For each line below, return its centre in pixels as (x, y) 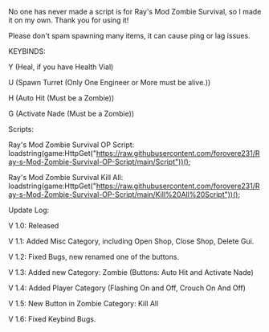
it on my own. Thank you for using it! (69, 20)
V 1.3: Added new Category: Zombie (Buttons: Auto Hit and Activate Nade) (131, 272)
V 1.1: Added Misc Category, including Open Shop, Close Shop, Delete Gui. (131, 241)
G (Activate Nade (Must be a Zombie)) (71, 113)
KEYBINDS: (27, 51)
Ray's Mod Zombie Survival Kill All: (66, 177)
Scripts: (21, 129)
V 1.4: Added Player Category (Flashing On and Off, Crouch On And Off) (127, 288)
